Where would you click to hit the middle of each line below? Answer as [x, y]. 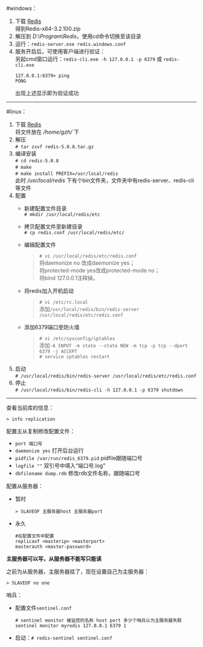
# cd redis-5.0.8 [37, 161]
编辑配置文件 [40, 245]
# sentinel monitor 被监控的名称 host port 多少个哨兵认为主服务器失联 [98, 620]
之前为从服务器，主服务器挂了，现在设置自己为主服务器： [78, 571]
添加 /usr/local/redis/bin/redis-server [89, 309]
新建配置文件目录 [45, 208]
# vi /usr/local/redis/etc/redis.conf [88, 256]
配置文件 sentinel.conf [43, 608]
